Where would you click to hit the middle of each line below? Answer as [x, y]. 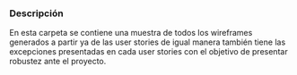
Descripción [37, 13]
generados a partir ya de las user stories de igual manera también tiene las [148, 42]
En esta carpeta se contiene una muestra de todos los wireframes [131, 33]
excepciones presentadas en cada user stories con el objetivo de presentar [149, 52]
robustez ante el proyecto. [58, 62]
